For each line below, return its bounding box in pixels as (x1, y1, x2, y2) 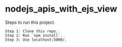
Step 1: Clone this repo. (5, 29, 58, 33)
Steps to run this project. (5, 19, 55, 25)
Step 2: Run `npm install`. (5, 33, 63, 38)
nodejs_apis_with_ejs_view (5, 3, 118, 15)
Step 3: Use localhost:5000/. (5, 37, 67, 42)
